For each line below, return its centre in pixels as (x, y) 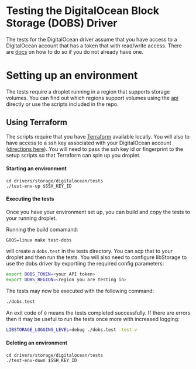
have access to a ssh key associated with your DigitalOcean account (89, 143)
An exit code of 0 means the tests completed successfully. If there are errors (98, 313)
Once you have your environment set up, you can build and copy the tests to (98, 212)
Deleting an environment (37, 343)
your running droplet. (32, 218)
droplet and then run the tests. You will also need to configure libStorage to (97, 257)
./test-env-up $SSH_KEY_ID (39, 186)
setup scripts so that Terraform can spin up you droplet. (73, 155)
